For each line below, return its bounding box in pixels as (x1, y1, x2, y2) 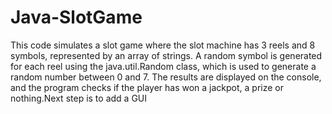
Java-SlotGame (10, 6, 143, 29)
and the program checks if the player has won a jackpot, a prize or (10, 81, 285, 93)
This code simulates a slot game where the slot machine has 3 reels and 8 (10, 39, 316, 51)
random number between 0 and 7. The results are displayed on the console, (10, 71, 322, 83)
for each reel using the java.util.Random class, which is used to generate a (10, 60, 317, 72)
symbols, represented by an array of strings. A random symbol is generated (10, 49, 323, 61)
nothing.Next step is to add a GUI (10, 92, 147, 104)
